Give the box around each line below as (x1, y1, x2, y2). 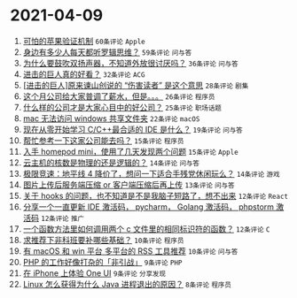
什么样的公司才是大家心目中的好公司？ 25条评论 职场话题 (22, 102, 223, 112)
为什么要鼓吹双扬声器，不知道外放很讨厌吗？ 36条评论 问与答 (22, 57, 238, 68)
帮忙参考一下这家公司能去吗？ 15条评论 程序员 (22, 134, 184, 146)
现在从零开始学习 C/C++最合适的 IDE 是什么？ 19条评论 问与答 (22, 124, 243, 134)
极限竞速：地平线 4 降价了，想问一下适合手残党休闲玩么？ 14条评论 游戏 (22, 168, 280, 179)
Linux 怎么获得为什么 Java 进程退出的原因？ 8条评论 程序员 (22, 279, 231, 289)
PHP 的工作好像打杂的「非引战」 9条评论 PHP (22, 256, 183, 267)
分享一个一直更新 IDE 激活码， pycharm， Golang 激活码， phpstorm (22, 201, 274, 212)
